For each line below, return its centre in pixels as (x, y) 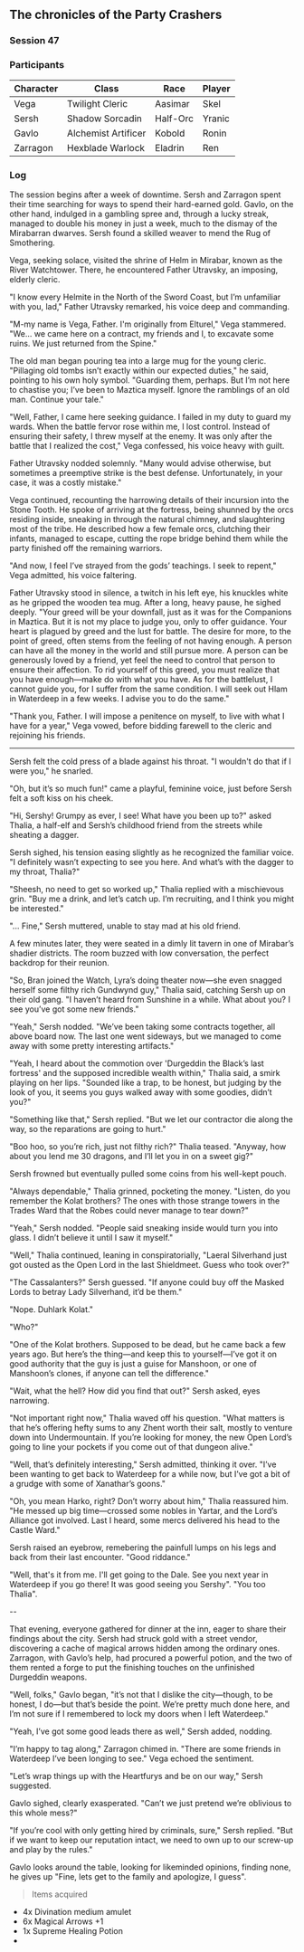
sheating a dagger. (44, 834)
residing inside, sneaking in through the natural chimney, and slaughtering (147, 519)
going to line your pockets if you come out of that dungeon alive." (131, 1446)
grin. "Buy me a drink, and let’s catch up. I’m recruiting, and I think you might (152, 899)
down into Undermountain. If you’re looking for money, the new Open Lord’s (151, 1437)
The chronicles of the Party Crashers (116, 15)
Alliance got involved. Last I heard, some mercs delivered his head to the (145, 1520)
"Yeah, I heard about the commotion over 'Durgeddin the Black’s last (137, 1063)
